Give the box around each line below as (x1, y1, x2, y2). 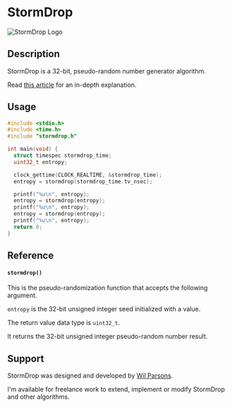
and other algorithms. (7, 392, 70, 401)
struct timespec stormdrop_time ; (13, 152, 112, 160)
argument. (7, 291, 37, 300)
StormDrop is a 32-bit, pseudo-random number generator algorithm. (7, 66, 206, 75)
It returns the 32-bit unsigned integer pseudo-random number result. (7, 332, 208, 341)
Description (7, 48, 60, 60)
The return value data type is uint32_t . (7, 318, 120, 327)
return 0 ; (13, 223, 42, 230)
